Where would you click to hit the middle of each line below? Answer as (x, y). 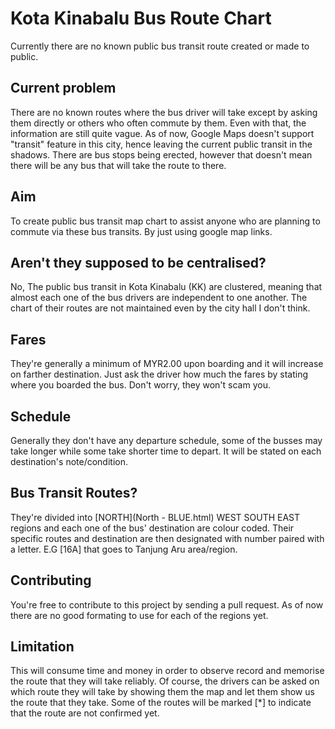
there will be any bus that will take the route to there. (118, 165)
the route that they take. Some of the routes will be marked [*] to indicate (161, 703)
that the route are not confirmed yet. (85, 713)
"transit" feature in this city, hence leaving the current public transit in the (161, 144)
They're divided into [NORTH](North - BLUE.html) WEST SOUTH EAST (155, 517)
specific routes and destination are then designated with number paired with (167, 538)
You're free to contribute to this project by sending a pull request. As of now (167, 604)
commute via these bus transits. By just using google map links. (141, 231)
